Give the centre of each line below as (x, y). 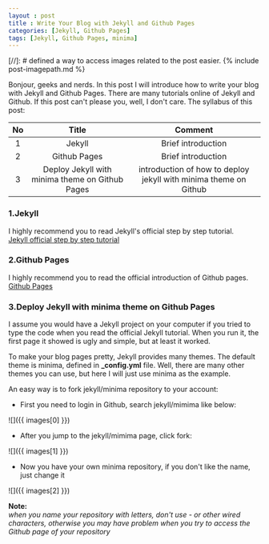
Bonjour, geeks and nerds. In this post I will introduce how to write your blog (134, 85)
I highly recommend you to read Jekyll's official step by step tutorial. (121, 231)
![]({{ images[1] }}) (38, 451)
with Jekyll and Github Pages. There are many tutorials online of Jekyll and (132, 94)
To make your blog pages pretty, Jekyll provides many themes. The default (132, 357)
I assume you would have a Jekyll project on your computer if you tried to (129, 324)
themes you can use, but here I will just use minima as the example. (119, 374)
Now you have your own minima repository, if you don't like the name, (135, 467)
